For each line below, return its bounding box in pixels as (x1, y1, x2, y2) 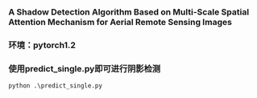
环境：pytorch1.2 (8, 39, 77, 51)
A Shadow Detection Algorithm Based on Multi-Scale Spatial (8, 6, 250, 18)
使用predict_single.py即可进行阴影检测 (8, 63, 161, 74)
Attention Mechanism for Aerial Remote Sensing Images (8, 16, 232, 27)
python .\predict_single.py (8, 82, 103, 90)
